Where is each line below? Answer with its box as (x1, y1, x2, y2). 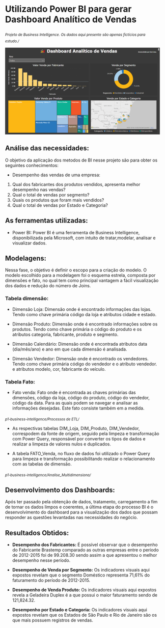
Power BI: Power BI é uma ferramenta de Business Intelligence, (12, 229, 140, 235)
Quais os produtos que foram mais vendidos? (12, 197, 104, 203)
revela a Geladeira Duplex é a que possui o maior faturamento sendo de (12, 592, 158, 598)
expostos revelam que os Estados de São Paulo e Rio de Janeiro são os (12, 612, 157, 618)
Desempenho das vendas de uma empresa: (12, 172, 101, 178)
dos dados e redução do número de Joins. (5, 283, 91, 289)
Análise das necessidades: (5, 144, 89, 153)
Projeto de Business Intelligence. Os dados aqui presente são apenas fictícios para (5, 32, 146, 37)
